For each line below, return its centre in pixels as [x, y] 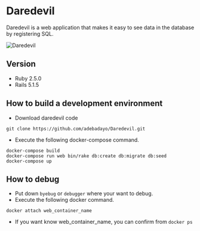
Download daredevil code [46, 118]
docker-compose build [33, 151]
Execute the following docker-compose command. [77, 140]
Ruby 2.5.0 [28, 78]
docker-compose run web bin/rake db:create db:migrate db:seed [87, 156]
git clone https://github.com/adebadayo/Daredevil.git [76, 129]
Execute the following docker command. [64, 200]
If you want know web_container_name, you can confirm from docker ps [104, 222]
